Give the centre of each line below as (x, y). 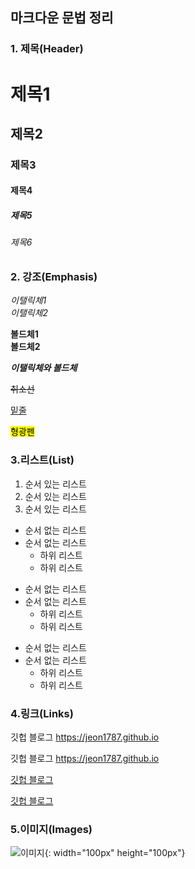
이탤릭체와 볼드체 (44, 368)
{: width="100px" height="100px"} (115, 853)
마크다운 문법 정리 (62, 18)
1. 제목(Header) (47, 49)
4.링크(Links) (42, 713)
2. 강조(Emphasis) (54, 276)
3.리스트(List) (42, 460)
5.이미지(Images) (51, 829)
